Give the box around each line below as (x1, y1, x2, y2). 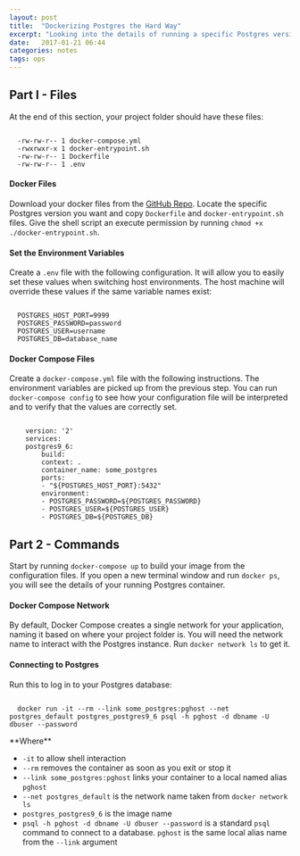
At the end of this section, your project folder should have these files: (9, 111, 264, 121)
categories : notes (9, 46, 78, 55)
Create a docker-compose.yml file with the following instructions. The (9, 373, 260, 384)
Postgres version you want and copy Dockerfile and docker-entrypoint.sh (9, 208, 284, 219)
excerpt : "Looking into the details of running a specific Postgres (9, 29, 270, 38)
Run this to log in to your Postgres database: (9, 679, 172, 690)
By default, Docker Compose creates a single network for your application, (9, 619, 284, 630)
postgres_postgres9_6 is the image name (21, 808, 172, 819)
